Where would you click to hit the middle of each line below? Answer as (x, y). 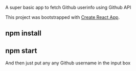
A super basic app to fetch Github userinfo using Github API (68, 7)
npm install (24, 33)
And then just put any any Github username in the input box (68, 63)
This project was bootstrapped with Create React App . (63, 17)
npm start (21, 51)
